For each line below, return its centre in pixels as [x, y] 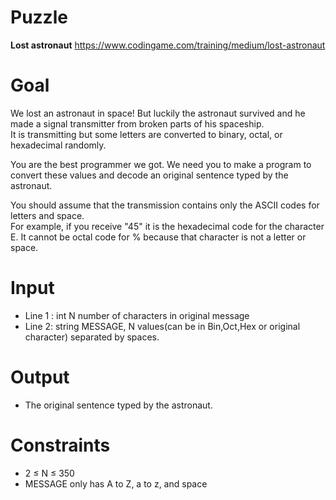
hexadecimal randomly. [58, 145]
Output [40, 377]
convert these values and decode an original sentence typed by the [149, 175]
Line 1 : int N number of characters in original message [137, 315]
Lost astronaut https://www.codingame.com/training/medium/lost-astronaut [168, 45]
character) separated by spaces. [92, 337]
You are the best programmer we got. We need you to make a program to [161, 164]
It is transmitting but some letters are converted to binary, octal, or [146, 134]
